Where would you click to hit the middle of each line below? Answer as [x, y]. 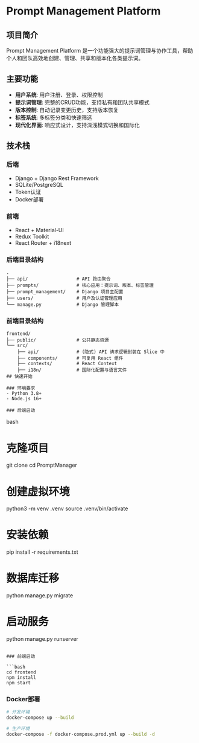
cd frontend [21, 672]
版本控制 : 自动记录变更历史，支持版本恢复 [67, 109]
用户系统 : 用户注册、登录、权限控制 [59, 94]
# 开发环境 [18, 712]
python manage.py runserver [42, 639]
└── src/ [17, 346]
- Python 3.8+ [24, 394]
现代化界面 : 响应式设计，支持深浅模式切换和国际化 [77, 125]
